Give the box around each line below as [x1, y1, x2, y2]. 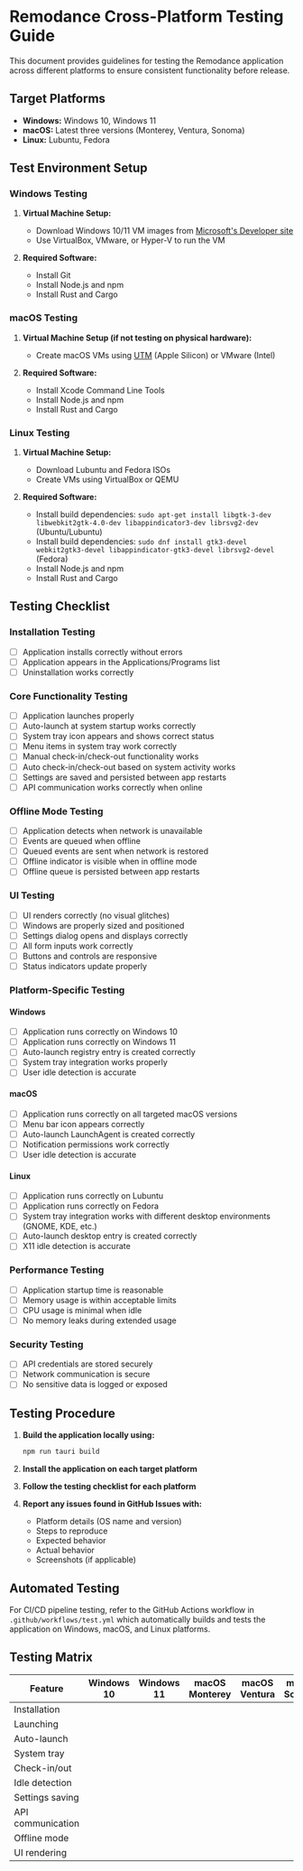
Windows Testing [9, 188, 88, 200]
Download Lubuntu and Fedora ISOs [35, 465, 171, 476]
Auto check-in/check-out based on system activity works [22, 761, 236, 773]
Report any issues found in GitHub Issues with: [22, 1498, 203, 1509]
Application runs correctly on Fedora [22, 1200, 160, 1211]
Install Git [35, 270, 71, 281]
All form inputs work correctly [22, 940, 133, 951]
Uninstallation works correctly [22, 666, 134, 678]
